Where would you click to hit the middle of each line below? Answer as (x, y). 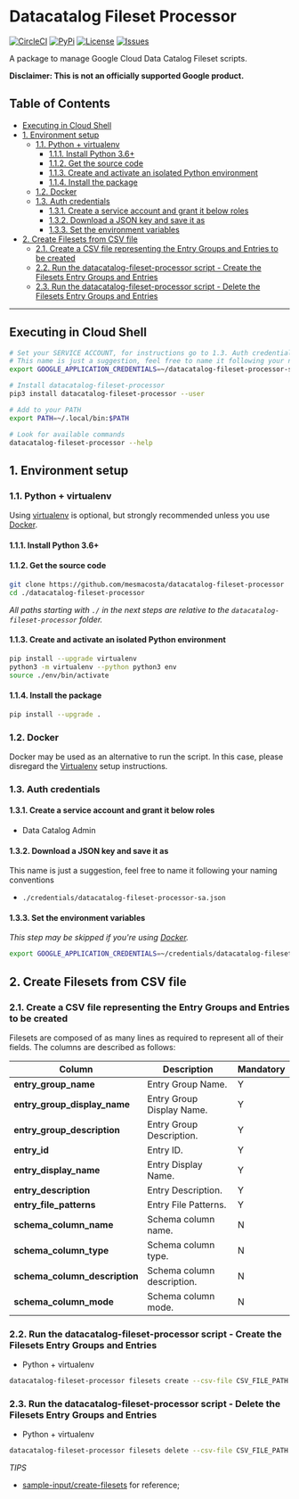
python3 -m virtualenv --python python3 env (93, 667)
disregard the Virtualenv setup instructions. (89, 766)
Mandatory (261, 1069)
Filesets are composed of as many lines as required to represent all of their (146, 1038)
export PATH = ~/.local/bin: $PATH (69, 418)
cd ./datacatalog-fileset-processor (77, 592)
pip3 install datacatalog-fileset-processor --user (107, 394)
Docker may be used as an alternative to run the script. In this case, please (146, 757)
